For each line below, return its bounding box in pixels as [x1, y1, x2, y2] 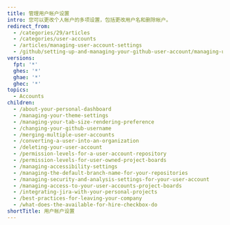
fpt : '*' [13, 61, 38, 68]
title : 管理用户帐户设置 [7, 10, 70, 17]
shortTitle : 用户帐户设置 [7, 208, 75, 215]
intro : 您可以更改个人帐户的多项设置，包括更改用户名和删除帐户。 [7, 16, 172, 23]
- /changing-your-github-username [13, 125, 112, 132]
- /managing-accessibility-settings [13, 163, 118, 170]
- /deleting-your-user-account [13, 144, 103, 151]
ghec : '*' [13, 80, 41, 87]
